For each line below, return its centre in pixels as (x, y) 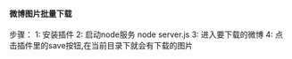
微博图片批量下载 (41, 13)
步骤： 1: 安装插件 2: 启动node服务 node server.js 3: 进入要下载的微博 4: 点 (146, 34)
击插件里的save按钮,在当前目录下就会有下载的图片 (101, 46)
